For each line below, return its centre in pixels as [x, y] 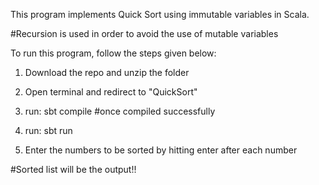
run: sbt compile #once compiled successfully [120, 111]
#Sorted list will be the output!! [73, 169]
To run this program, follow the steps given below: [113, 53]
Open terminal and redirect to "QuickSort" [111, 92]
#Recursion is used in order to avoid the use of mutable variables [144, 33]
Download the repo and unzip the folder [107, 72]
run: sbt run [48, 130]
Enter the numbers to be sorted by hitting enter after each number [161, 150]
